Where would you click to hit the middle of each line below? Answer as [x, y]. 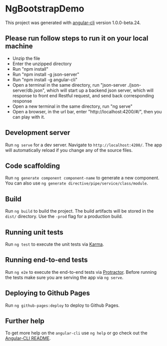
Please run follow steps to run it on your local [77, 38]
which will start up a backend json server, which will [100, 90]
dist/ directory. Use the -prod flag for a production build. [64, 217]
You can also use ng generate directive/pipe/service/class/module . [77, 183]
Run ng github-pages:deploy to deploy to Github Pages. [62, 305]
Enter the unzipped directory [42, 64]
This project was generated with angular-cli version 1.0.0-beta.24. [73, 23]
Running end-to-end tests [46, 260]
